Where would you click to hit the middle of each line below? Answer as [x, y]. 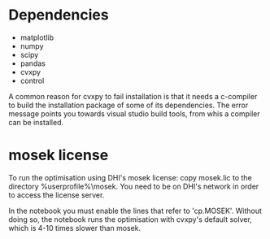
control [32, 80]
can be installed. [36, 122]
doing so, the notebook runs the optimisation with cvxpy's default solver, [130, 219]
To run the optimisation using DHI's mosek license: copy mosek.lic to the [130, 177]
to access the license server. [57, 195]
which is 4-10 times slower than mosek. [75, 228]
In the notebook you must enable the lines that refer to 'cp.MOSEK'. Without [135, 211]
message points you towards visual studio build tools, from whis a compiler [134, 113]
